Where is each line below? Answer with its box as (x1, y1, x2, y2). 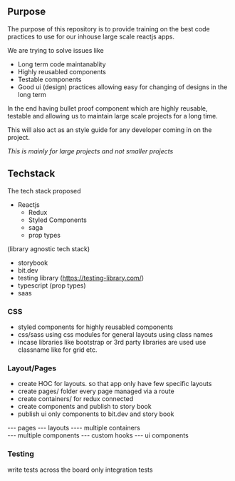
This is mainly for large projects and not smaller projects (7, 146, 174, 156)
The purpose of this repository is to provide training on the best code (7, 24, 210, 33)
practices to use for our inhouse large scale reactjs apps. (7, 32, 174, 41)
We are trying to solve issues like (7, 46, 105, 54)
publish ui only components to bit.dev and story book (17, 410, 174, 418)
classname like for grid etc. (17, 345, 98, 354)
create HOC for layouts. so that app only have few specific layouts (17, 380, 212, 388)
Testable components (17, 75, 82, 83)
